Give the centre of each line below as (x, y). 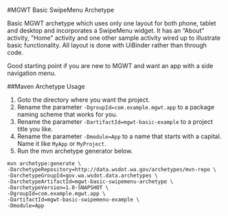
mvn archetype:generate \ (44, 164)
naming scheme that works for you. (67, 114)
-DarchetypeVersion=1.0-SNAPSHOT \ (58, 188)
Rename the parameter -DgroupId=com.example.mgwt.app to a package (116, 107)
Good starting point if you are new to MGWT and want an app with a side (110, 66)
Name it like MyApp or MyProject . (61, 143)
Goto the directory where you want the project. (83, 100)
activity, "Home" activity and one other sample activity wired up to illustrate (114, 38)
